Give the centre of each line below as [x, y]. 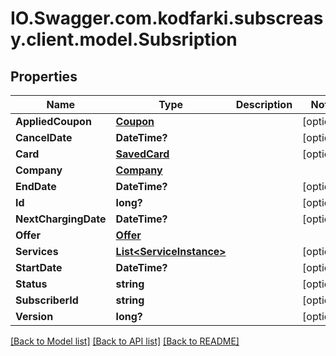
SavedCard [142, 154]
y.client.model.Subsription [124, 39]
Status [31, 284]
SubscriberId [47, 300]
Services [37, 251]
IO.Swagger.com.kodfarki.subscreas [167, 18]
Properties [44, 76]
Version [34, 316]
